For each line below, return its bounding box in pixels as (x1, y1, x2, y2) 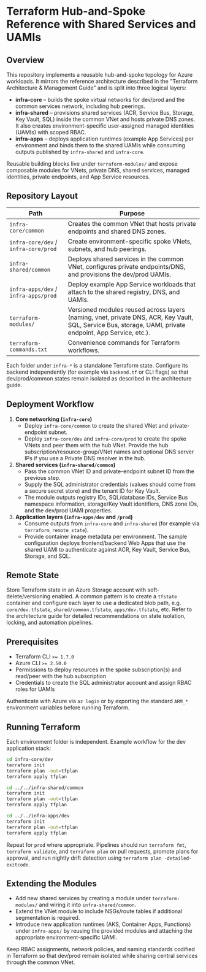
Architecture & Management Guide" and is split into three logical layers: (6, 84, 187, 91)
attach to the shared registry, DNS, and (67, 287, 180, 296)
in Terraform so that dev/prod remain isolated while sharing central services (6, 952, 198, 960)
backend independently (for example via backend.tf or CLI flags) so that (6, 368, 189, 376)
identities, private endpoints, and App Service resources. (6, 173, 150, 180)
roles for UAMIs (15, 685, 55, 693)
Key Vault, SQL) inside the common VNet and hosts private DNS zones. (15, 115, 196, 123)
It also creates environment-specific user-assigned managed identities (15, 122, 194, 129)
